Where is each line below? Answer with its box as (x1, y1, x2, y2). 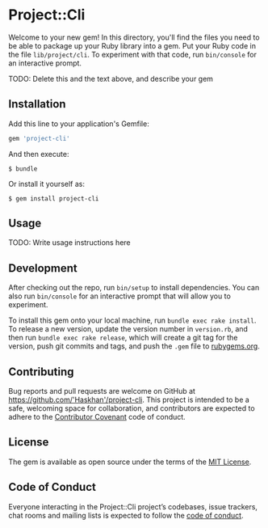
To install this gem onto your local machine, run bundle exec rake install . (8, 315, 257, 325)
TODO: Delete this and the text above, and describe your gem (8, 74, 214, 83)
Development (8, 261, 78, 275)
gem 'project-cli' (8, 134, 70, 142)
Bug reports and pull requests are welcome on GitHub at (8, 386, 196, 396)
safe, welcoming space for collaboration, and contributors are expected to (8, 403, 256, 413)
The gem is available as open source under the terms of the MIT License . (8, 457, 252, 467)
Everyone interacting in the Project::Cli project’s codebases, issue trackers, (8, 501, 258, 511)
